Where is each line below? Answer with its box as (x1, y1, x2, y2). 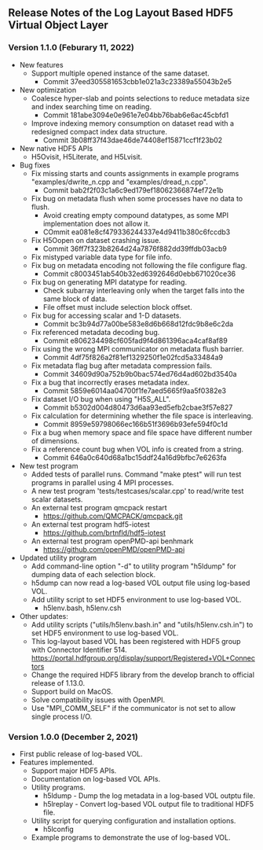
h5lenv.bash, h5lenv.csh (42, 603, 122, 613)
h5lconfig (42, 824, 75, 833)
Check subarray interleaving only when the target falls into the (42, 285, 245, 295)
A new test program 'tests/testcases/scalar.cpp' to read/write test (31, 486, 244, 495)
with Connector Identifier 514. (31, 645, 127, 654)
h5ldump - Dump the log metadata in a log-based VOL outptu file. (42, 790, 255, 800)
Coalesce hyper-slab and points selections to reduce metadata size (31, 94, 250, 103)
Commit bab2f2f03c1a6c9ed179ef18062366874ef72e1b (42, 185, 224, 195)
